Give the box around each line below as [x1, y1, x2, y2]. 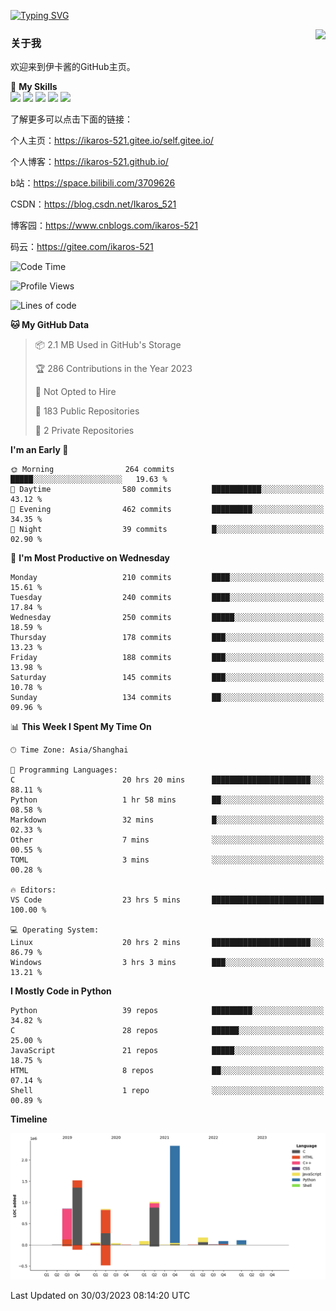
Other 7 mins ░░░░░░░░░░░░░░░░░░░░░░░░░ [10, 835, 325, 845]
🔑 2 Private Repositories [34, 425, 135, 437]
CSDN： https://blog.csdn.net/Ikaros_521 [10, 198, 177, 210]
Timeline [10, 1113, 48, 1125]
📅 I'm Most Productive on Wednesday [10, 552, 170, 564]
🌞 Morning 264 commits [10, 465, 175, 475]
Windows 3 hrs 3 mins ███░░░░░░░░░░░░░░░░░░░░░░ [10, 958, 325, 968]
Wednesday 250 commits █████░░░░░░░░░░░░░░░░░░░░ [10, 613, 325, 623]
